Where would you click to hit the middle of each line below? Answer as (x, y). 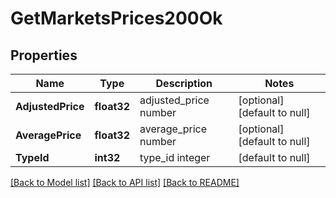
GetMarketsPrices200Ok (116, 18)
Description (184, 83)
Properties (44, 55)
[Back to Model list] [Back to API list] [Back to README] (125, 182)
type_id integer (175, 157)
